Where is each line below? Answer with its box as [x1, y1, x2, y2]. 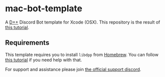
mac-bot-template [5, 3, 82, 14]
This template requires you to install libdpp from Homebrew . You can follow [5, 51, 159, 57]
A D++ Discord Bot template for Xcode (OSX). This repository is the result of [5, 19, 161, 25]
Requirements [5, 39, 49, 47]
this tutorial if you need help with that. [5, 57, 82, 63]
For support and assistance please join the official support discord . [5, 66, 142, 72]
